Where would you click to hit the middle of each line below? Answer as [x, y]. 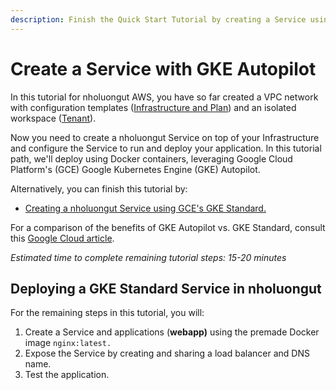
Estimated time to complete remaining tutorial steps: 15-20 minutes [148, 257]
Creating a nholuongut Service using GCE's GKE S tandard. [145, 208]
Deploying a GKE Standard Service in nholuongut [166, 288]
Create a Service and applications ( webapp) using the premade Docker [172, 332]
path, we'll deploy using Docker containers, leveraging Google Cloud [151, 158]
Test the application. [67, 375]
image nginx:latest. [68, 343]
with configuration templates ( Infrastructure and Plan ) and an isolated [153, 107]
